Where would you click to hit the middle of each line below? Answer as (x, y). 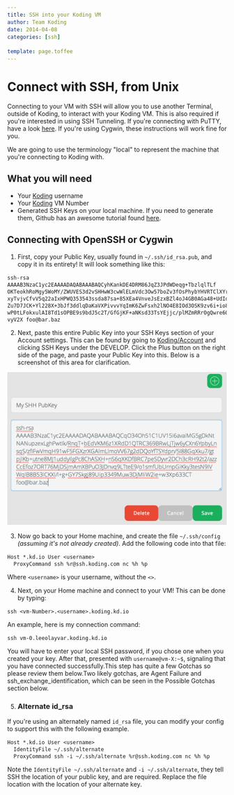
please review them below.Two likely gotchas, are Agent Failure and (104, 673)
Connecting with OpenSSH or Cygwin (90, 240)
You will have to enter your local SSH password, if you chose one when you (116, 651)
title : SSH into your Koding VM (54, 15)
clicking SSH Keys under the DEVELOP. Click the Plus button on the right (122, 347)
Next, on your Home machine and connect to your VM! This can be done (122, 590)
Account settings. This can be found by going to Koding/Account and (117, 340)
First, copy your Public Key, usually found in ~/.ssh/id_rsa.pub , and (115, 257)
